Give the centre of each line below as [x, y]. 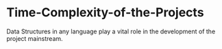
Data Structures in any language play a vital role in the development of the [111, 31]
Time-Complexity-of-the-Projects [105, 13]
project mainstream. [35, 38]
